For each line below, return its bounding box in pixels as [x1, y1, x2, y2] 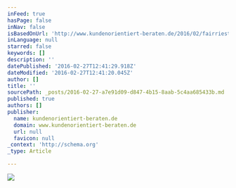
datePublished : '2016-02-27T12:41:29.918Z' [7, 63, 137, 70]
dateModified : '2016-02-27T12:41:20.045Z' [7, 69, 133, 76]
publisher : [7, 108, 39, 115]
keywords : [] [7, 50, 46, 57]
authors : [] [7, 102, 42, 109]
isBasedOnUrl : [7, 30, 49, 37]
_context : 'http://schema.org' [7, 142, 99, 149]
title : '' [7, 82, 37, 89]
